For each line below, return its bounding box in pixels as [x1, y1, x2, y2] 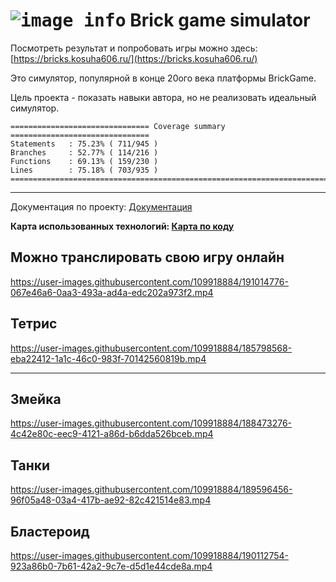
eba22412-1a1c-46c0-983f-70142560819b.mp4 [10, 352, 207, 364]
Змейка [10, 390, 62, 408]
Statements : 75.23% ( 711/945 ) [10, 139, 159, 149]
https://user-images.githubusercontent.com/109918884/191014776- [10, 275, 289, 288]
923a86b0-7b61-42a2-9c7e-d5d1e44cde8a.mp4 [10, 560, 213, 572]
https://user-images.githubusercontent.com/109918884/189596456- [10, 484, 293, 496]
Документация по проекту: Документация [10, 200, 193, 213]
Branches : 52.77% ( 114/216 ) [10, 147, 159, 158]
